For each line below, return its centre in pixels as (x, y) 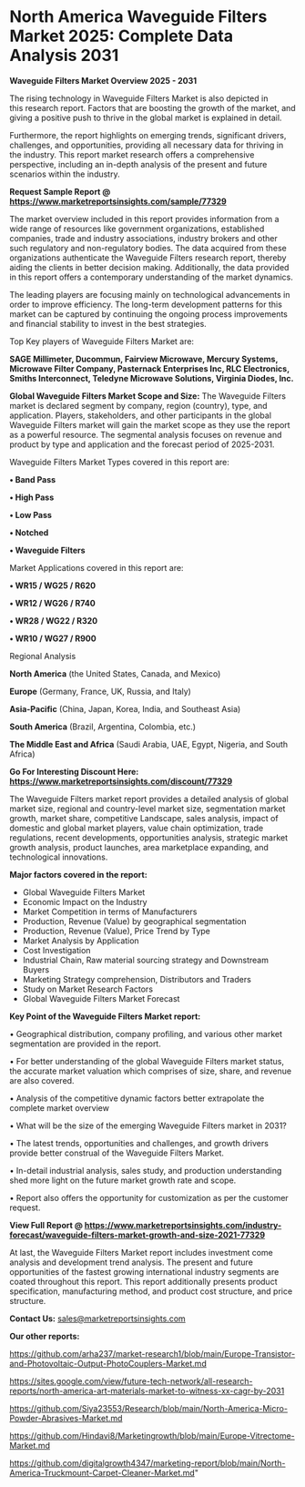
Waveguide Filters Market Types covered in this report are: (120, 462)
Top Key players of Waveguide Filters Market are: (102, 341)
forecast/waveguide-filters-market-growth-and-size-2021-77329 (137, 1235)
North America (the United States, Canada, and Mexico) (115, 673)
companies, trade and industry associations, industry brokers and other (143, 238)
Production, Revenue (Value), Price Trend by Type (117, 931)
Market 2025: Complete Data (122, 36)
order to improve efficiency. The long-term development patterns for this (146, 304)
